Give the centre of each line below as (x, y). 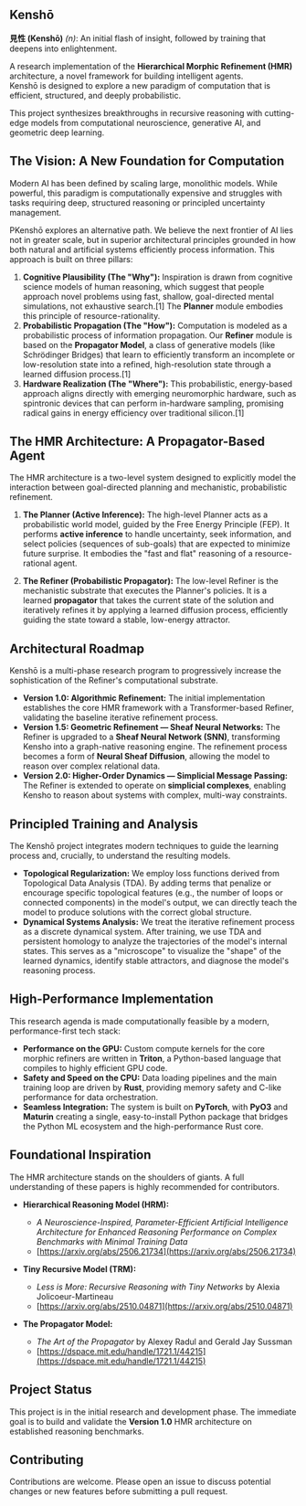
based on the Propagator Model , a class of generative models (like (149, 345)
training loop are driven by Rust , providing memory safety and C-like (152, 1087)
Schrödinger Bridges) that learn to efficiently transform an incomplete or (158, 355)
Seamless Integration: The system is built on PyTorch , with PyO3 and (155, 1107)
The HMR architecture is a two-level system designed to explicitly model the (153, 478)
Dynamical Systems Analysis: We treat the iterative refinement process (158, 922)
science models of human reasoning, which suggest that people (143, 286)
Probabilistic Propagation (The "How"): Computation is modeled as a (155, 325)
